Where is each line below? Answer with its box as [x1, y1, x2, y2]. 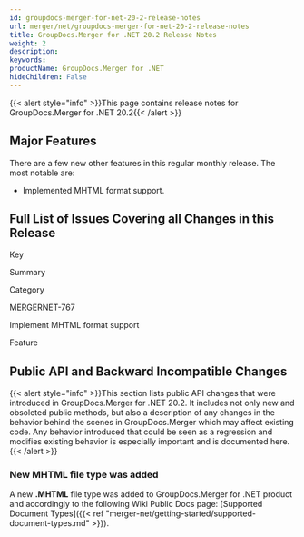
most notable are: [9, 167, 75, 178]
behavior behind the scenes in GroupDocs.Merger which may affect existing [9, 417, 295, 428]
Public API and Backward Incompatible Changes [9, 363, 288, 379]
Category [9, 284, 45, 295]
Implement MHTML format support [9, 320, 140, 331]
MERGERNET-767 [9, 302, 75, 313]
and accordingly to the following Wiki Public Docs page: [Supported [9, 499, 263, 510]
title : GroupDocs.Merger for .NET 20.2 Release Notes [9, 30, 218, 39]
